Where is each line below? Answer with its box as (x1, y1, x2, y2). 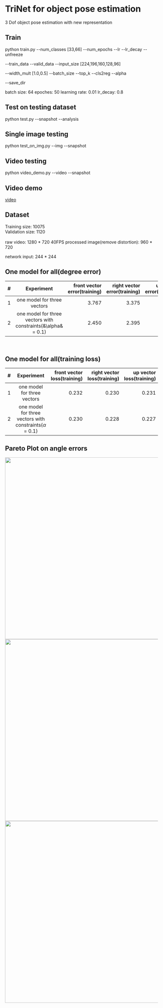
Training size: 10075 (5, 224, 45, 229)
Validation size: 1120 (5, 229, 45, 235)
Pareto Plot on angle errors (5, 444, 88, 452)
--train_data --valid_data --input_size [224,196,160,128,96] (5, 61, 121, 66)
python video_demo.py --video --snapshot (5, 170, 91, 176)
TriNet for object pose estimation (5, 3, 141, 15)
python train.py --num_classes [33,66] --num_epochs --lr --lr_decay (5, 46, 142, 52)
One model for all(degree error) (5, 268, 101, 276)
